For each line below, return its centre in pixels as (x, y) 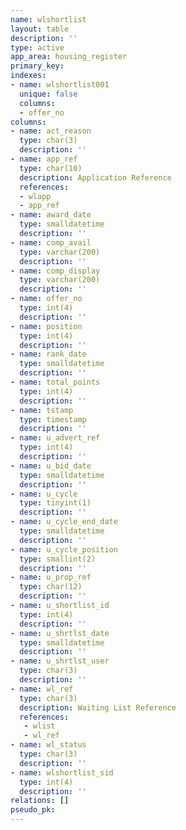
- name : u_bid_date (51, 466)
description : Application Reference (95, 177)
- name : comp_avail (51, 242)
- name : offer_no (46, 299)
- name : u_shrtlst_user (60, 661)
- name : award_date (51, 215)
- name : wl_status (48, 745)
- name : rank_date (48, 354)
